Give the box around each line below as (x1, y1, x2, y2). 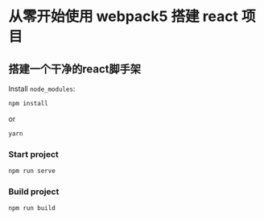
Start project (8, 148, 59, 159)
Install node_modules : (8, 84, 76, 93)
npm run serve (8, 167, 56, 176)
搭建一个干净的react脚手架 (8, 62, 141, 76)
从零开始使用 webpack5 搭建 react (8, 7, 239, 26)
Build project (8, 186, 60, 197)
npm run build (8, 205, 56, 213)
